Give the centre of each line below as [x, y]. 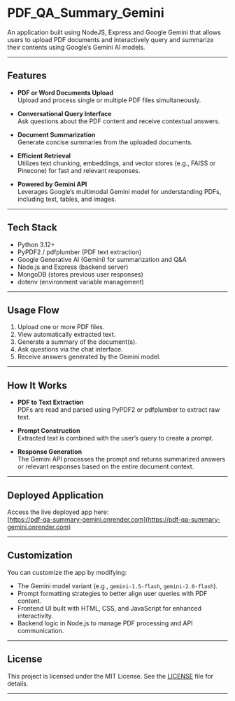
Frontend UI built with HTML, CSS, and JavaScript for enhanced [109, 608]
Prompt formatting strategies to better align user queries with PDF [112, 593]
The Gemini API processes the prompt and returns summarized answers [121, 459]
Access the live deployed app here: [58, 512]
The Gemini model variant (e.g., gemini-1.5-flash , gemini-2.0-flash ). [117, 585]
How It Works [37, 386]
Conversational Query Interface [64, 113]
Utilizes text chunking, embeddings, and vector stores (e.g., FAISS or [116, 163]
